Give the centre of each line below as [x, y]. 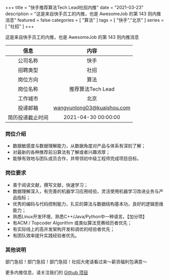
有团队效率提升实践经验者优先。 [46, 235]
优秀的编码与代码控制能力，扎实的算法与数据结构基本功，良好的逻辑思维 [88, 204]
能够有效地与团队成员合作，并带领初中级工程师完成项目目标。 [77, 159]
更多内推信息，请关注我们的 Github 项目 [47, 272]
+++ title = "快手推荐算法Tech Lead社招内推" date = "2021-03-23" [74, 7]
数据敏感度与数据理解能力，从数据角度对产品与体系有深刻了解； [79, 146]
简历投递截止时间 [28, 118]
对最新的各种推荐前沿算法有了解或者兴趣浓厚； [61, 152]
